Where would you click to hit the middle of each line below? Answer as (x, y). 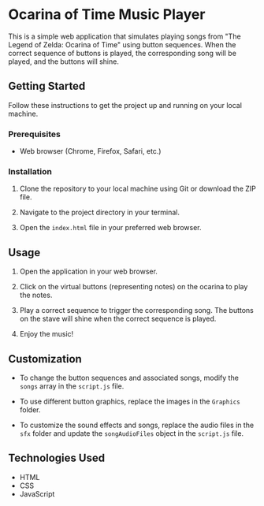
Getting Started (47, 86)
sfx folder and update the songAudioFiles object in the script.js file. (132, 433)
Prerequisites (34, 134)
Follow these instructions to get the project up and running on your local (125, 105)
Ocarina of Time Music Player (107, 15)
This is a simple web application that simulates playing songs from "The (125, 36)
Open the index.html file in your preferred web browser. (111, 228)
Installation (30, 171)
